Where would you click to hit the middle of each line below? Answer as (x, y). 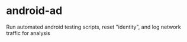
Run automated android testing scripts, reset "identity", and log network (94, 27)
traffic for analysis (28, 33)
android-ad (34, 11)
